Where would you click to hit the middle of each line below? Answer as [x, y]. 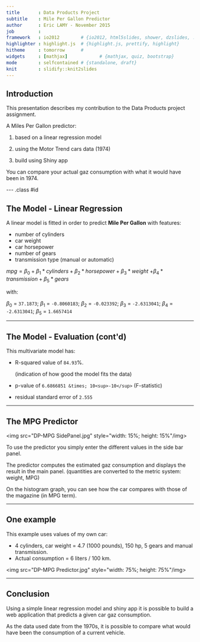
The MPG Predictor [42, 421]
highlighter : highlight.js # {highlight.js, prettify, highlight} [93, 44]
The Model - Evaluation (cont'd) [66, 337]
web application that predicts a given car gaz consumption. [79, 615]
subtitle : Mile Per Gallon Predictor [58, 19]
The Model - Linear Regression [65, 208]
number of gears [35, 253]
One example [31, 520]
